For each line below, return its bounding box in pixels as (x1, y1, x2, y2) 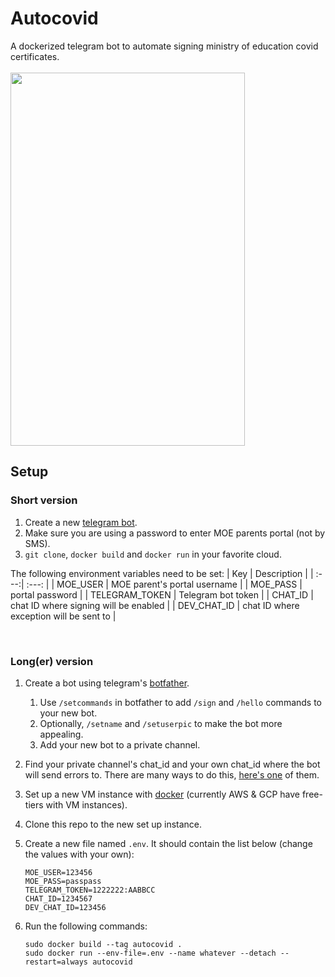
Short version (10, 493, 78, 507)
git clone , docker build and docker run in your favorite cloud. (24, 548, 282, 560)
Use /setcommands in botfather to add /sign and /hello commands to (39, 696, 323, 708)
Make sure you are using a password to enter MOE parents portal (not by (24, 527, 326, 539)
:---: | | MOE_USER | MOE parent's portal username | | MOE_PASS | (26, 578, 303, 590)
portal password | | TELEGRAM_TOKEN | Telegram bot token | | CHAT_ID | (10, 588, 314, 601)
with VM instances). (45, 798, 128, 811)
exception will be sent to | (10, 610, 117, 622)
